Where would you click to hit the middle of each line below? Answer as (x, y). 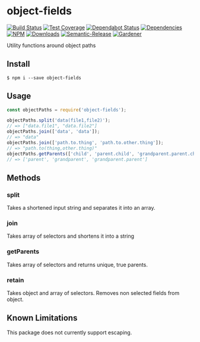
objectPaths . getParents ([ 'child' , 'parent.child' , (71, 154)
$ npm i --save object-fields (44, 78)
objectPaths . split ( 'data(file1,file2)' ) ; (59, 120)
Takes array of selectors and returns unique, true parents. (77, 265)
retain (15, 280)
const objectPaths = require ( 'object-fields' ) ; (67, 110)
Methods (24, 178)
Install (18, 64)
